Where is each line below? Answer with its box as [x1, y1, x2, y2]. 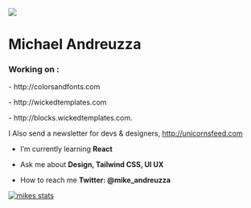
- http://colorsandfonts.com [8, 82, 101, 92]
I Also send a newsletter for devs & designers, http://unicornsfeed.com [8, 128, 243, 138]
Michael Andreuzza [8, 35, 142, 54]
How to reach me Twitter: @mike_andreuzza [19, 175, 171, 185]
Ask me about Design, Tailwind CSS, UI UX [19, 160, 164, 169]
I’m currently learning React [19, 145, 113, 154]
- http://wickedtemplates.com [8, 97, 107, 108]
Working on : [8, 64, 60, 75]
